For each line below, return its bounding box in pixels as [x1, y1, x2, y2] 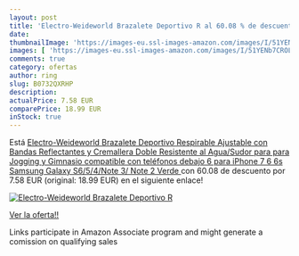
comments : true [9, 54, 66, 63]
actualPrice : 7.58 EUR [9, 95, 93, 105]
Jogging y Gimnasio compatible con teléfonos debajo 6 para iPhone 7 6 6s [9, 156, 283, 167]
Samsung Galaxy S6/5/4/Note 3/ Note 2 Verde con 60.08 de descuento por [9, 166, 287, 177]
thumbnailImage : [9, 37, 69, 47]
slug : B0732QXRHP [9, 79, 74, 88]
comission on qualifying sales [9, 236, 118, 247]
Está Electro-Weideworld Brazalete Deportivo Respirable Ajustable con [9, 137, 269, 148]
